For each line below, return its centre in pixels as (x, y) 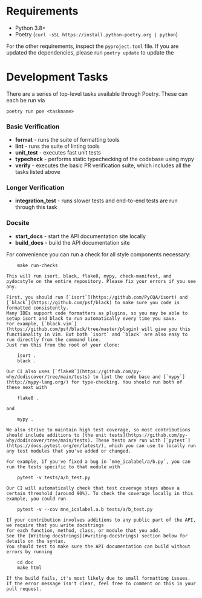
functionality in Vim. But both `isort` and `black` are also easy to (97, 334)
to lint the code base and (127, 377)
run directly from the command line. (54, 340)
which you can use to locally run (153, 446)
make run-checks (38, 265)
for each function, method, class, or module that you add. (84, 530)
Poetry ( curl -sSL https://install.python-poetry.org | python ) (96, 34)
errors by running (29, 552)
